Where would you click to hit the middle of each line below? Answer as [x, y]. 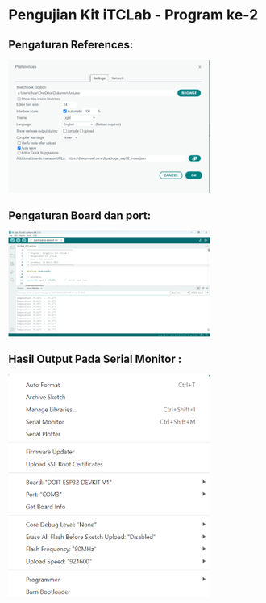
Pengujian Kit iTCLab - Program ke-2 [133, 15]
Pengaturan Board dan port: [80, 215]
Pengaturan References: [71, 45]
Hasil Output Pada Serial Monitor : [95, 359]
